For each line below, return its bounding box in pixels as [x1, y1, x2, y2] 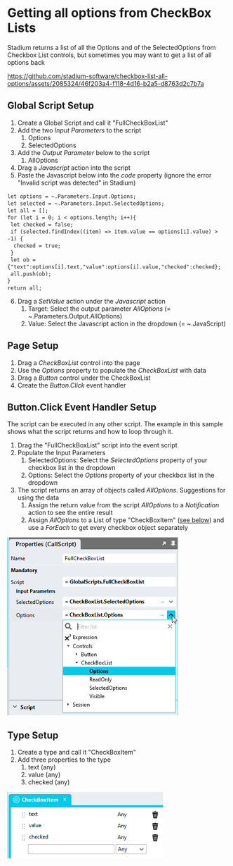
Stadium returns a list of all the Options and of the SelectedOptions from [7, 43, 216, 51]
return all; [7, 284, 42, 292]
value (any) [27, 770, 61, 779]
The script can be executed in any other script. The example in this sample [7, 420, 223, 428]
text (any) [27, 763, 56, 772]
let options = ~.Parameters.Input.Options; [7, 192, 137, 200]
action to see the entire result [27, 509, 113, 517]
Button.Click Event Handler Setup [7, 401, 157, 413]
